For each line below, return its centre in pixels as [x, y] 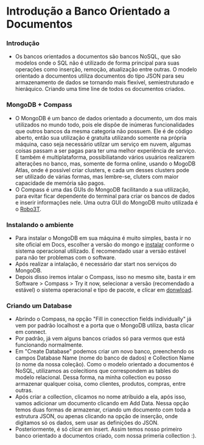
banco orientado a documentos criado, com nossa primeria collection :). [106, 436]
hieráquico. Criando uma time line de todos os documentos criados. [100, 89]
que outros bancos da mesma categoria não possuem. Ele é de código [104, 131]
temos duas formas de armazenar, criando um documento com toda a [103, 410]
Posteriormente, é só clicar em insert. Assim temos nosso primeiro [99, 429]
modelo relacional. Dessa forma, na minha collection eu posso [93, 377]
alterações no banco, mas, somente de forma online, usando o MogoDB [105, 164]
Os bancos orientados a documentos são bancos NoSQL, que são [98, 57]
